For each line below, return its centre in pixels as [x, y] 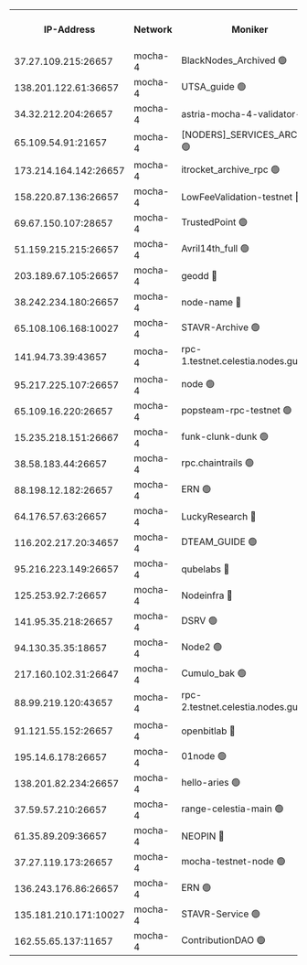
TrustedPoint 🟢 [215, 221]
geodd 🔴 [199, 276]
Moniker [250, 29]
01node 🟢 [204, 756]
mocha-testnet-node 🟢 [233, 861]
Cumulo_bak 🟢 [214, 673]
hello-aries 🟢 [211, 782]
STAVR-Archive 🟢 [221, 327]
